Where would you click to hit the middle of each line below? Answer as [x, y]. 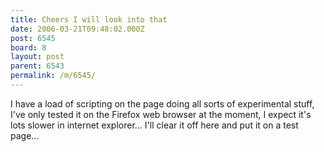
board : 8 [28, 47]
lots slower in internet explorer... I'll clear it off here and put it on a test [154, 125]
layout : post [37, 57]
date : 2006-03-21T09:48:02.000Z [77, 29]
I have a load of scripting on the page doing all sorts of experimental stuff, [162, 103]
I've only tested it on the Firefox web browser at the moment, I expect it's [161, 114]
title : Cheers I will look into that [89, 19]
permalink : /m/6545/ [53, 76]
